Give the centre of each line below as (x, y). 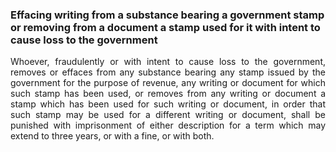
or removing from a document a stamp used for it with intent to (165, 27)
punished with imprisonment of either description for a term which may (168, 125)
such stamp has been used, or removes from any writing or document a (168, 94)
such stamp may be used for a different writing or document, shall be (168, 115)
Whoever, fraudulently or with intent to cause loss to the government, (168, 62)
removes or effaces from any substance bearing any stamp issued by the (168, 72)
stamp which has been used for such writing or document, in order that (168, 104)
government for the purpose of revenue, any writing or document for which (168, 83)
